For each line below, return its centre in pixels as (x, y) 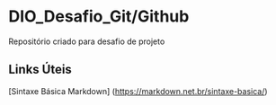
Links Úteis (40, 70)
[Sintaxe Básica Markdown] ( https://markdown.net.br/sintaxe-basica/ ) (138, 91)
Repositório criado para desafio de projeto (87, 41)
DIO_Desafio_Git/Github (99, 17)
